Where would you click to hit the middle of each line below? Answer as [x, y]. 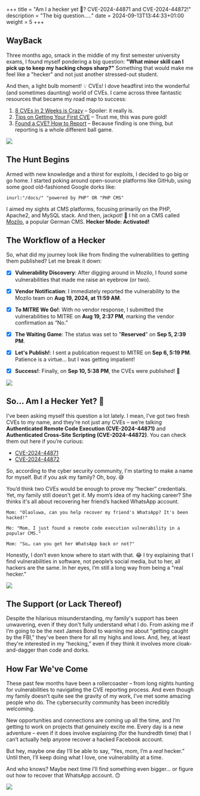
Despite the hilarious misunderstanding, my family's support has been [92, 618]
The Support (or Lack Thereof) [64, 604]
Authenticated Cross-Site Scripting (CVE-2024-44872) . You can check [96, 435]
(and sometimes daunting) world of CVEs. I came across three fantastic [94, 92]
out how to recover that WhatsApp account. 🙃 [63, 776]
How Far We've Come [47, 669]
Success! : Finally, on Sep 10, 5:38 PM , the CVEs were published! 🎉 [97, 370]
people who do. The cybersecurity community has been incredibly [88, 703]
